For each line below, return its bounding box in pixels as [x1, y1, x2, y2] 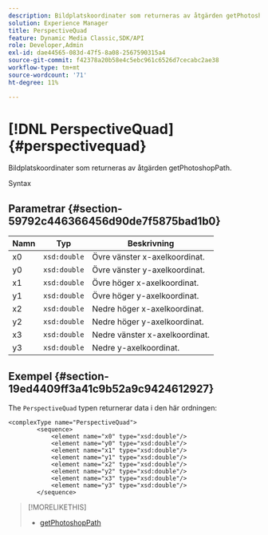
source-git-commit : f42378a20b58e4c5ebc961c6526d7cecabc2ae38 [8, 57, 219, 65]
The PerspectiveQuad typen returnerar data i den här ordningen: [8, 403, 218, 413]
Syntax [8, 179, 32, 188]
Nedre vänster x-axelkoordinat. [91, 329, 210, 340]
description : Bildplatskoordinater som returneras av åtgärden [8, 11, 223, 20]
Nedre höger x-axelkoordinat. [91, 303, 204, 315]
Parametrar [8, 201, 66, 216]
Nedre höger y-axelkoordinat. [91, 316, 204, 327]
